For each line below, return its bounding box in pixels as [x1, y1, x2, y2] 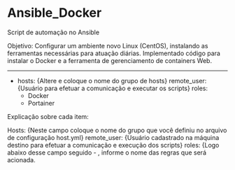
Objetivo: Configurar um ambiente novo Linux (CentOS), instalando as [7, 41, 208, 50]
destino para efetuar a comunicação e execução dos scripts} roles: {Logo [7, 141, 220, 149]
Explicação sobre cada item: [7, 112, 89, 120]
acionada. [7, 155, 36, 164]
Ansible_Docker [7, 5, 102, 21]
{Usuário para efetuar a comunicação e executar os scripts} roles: [17, 84, 208, 92]
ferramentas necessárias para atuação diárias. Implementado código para [7, 49, 220, 57]
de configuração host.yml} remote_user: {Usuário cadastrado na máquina [7, 133, 220, 141]
